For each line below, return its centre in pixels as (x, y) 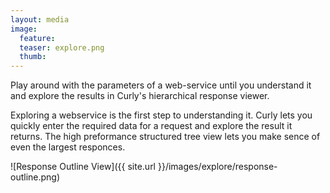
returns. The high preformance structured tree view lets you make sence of (165, 137)
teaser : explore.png (62, 47)
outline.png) (35, 177)
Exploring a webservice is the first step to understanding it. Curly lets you (161, 115)
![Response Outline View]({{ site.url (83, 167)
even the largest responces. (68, 147)
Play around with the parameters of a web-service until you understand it (161, 85)
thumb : (33, 57)
